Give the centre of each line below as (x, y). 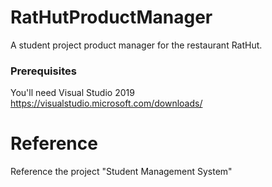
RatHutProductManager (111, 17)
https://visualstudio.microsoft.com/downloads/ (106, 103)
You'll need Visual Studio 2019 (72, 93)
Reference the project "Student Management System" (121, 172)
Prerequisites (43, 71)
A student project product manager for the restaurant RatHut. (136, 45)
